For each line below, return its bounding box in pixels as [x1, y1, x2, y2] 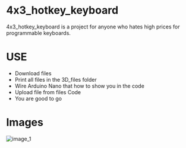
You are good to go [14, 95, 62, 102]
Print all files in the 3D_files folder [14, 76, 97, 83]
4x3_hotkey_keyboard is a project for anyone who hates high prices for [6, 23, 180, 30]
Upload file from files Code [14, 88, 81, 95]
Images [6, 116, 43, 129]
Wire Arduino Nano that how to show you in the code [14, 82, 144, 89]
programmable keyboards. [6, 29, 71, 36]
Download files [14, 69, 52, 77]
